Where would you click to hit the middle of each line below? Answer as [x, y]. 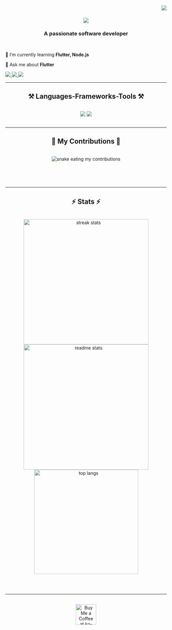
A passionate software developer [86, 34]
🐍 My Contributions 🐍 [86, 141]
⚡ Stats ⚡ [86, 202]
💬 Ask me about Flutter [30, 65]
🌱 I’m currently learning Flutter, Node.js [47, 55]
